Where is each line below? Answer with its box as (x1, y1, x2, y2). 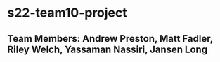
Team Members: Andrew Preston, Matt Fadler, (7, 33, 213, 45)
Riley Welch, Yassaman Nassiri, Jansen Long (7, 43, 208, 55)
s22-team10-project (7, 5, 128, 21)
